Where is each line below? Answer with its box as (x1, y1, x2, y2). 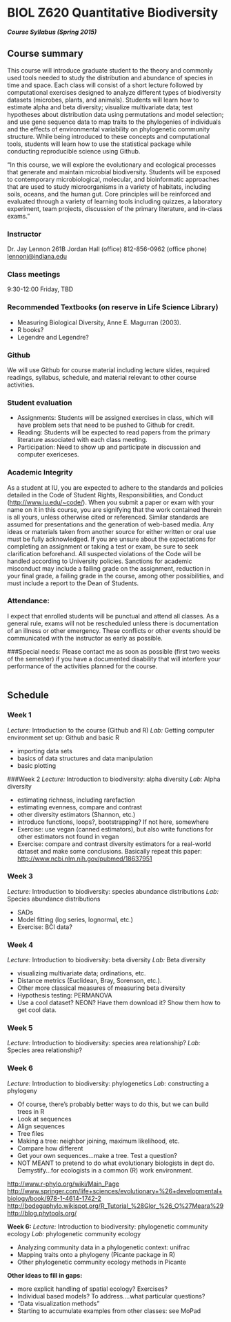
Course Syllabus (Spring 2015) (7, 28, 97, 36)
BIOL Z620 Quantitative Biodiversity (7, 5, 219, 21)
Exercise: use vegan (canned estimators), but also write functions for (17, 825, 214, 833)
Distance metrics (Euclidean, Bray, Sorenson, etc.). (17, 977, 162, 985)
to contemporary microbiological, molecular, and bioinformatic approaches (7, 175, 219, 183)
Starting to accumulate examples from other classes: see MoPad (17, 1306, 201, 1315)
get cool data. (17, 1006, 57, 1014)
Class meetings (7, 269, 61, 279)
